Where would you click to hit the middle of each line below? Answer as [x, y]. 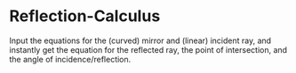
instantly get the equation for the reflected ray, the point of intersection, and [148, 49]
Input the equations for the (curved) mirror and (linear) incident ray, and [140, 40]
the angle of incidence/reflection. [70, 59]
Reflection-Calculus [85, 16]
